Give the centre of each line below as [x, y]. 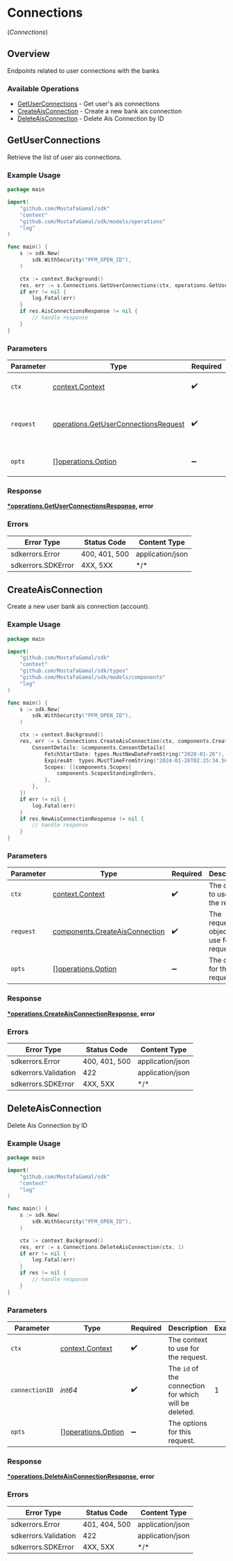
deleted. [182, 1412]
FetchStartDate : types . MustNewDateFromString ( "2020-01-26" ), [135, 754]
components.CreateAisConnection [109, 931]
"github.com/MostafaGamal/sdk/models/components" [93, 678]
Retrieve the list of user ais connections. [64, 157]
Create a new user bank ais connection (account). [79, 607]
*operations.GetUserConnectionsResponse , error [80, 506]
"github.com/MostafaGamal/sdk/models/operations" [93, 221]
